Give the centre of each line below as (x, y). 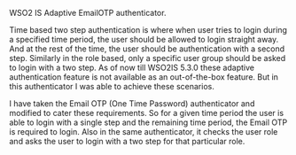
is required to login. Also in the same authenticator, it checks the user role (144, 132)
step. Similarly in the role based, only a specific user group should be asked (148, 58)
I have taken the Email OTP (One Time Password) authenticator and (132, 104)
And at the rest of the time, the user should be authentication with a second (147, 49)
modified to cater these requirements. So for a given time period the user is (147, 113)
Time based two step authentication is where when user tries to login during (148, 30)
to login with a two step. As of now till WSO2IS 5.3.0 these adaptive (132, 67)
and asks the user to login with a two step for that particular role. (127, 141)
